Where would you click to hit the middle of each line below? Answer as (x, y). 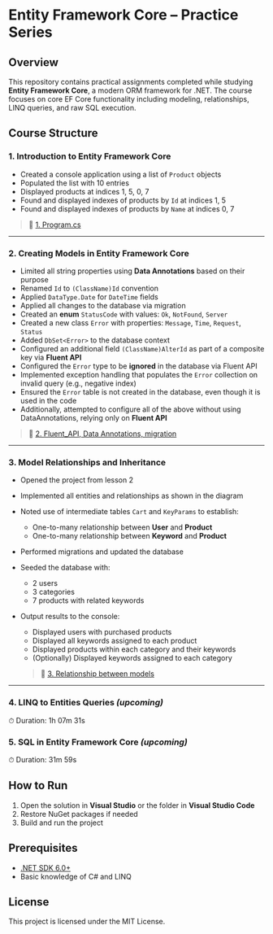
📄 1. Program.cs (54, 225)
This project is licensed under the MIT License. (87, 922)
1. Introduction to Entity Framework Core (90, 156)
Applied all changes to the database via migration (103, 305)
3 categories (54, 592)
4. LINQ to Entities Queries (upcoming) (86, 703)
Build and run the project (62, 823)
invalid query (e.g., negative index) (78, 383)
